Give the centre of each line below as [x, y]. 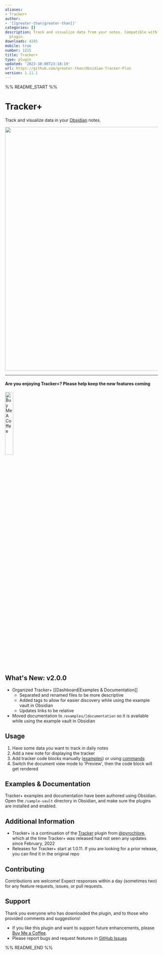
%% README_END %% [29, 947]
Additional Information [40, 821]
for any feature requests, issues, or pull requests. [54, 886]
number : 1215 [18, 50]
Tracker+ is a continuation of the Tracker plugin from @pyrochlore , [79, 833]
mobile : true [18, 46]
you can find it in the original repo [46, 854]
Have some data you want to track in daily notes [60, 748]
